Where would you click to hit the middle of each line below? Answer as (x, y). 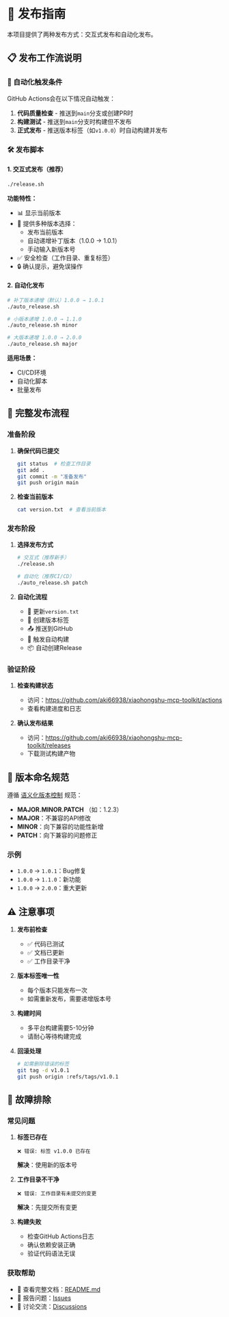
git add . (31, 470)
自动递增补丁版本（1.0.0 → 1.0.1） (74, 240)
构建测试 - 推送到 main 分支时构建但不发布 (74, 121)
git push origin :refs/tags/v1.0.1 (68, 1077)
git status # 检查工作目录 (54, 464)
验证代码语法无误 (51, 1253)
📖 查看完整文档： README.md (59, 1289)
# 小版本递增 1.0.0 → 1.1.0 (44, 319)
